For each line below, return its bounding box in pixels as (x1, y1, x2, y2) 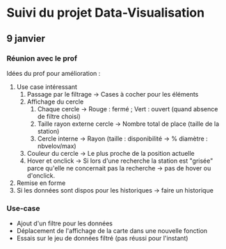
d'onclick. (26, 171, 56, 179)
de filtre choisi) (37, 112, 81, 120)
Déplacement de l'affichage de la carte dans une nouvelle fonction (16, 227, 208, 235)
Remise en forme (16, 179, 66, 187)
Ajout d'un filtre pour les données (16, 219, 113, 227)
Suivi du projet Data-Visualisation (6, 5, 205, 21)
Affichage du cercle (26, 97, 84, 106)
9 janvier (6, 33, 46, 45)
